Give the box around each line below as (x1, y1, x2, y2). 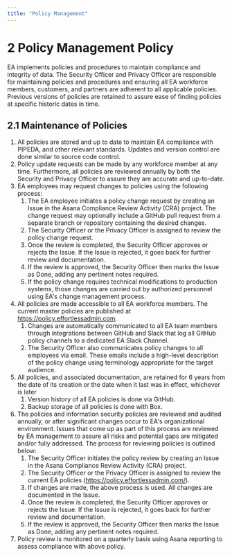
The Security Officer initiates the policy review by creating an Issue (27, 454, 220, 462)
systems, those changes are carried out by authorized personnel (27, 285, 213, 293)
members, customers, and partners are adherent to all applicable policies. (7, 84, 218, 93)
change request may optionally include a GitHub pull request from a (27, 212, 221, 220)
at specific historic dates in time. (7, 100, 100, 108)
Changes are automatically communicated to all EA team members (27, 322, 218, 330)
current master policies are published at (17, 307, 132, 316)
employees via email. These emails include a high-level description (27, 351, 220, 360)
